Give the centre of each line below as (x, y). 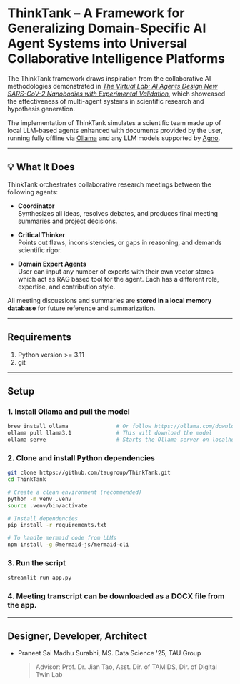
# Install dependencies (43, 519)
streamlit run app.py (40, 578)
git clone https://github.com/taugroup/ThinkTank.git (89, 473)
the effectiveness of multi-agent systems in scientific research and (106, 101)
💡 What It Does (41, 167)
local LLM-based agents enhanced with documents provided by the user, (115, 130)
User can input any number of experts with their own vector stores (116, 271)
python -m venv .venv (40, 499)
